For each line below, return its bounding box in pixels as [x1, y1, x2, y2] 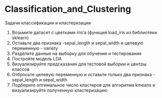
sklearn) [11, 35, 29, 41]
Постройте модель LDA [11, 55, 62, 61]
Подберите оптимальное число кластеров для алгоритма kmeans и [11, 82, 156, 88]
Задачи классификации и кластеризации [4, 20, 91, 26]
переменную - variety [11, 45, 58, 51]
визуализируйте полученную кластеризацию [11, 87, 108, 93]
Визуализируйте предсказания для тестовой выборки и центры [11, 61, 147, 67]
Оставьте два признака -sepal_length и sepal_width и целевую [11, 40, 144, 46]
